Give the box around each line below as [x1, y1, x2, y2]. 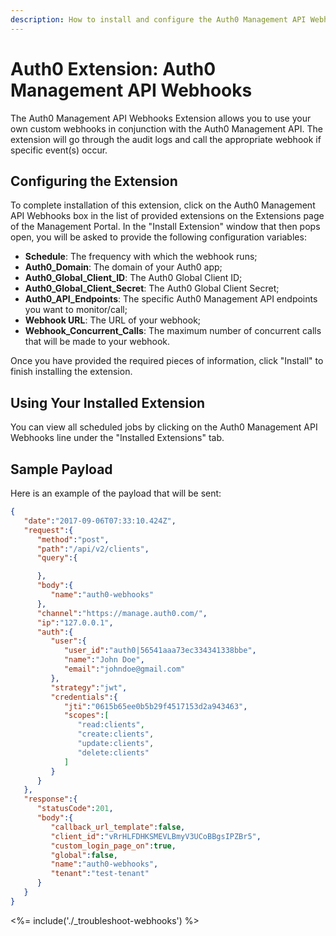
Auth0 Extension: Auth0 [10, 57, 217, 80]
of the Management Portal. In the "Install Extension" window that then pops [10, 221, 321, 233]
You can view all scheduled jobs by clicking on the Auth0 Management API [10, 421, 318, 433]
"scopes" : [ [63, 711, 110, 721]
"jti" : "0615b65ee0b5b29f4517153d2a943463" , [63, 701, 248, 711]
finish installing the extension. [10, 366, 133, 378]
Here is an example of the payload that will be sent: [10, 487, 222, 499]
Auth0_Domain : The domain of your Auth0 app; [24, 261, 223, 273]
